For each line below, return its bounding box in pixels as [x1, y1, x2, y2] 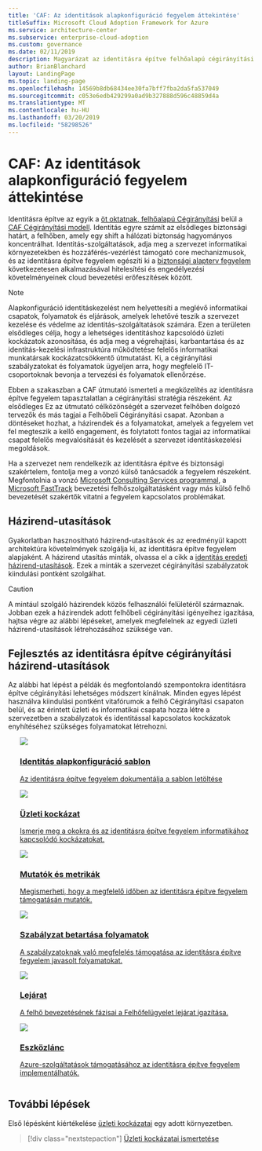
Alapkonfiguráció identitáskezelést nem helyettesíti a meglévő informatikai [8, 303, 249, 312]
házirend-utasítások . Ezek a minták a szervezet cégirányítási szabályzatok [8, 561, 249, 570]
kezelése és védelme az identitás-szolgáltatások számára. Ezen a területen [8, 320, 251, 329]
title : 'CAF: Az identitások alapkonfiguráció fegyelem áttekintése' [8, 11, 241, 20]
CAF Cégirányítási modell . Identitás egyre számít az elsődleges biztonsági [8, 222, 247, 232]
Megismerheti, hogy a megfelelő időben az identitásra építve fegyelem [19, 886, 249, 896]
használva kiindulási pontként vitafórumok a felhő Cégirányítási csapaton [8, 696, 245, 707]
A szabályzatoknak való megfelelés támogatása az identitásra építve [19, 947, 242, 956]
